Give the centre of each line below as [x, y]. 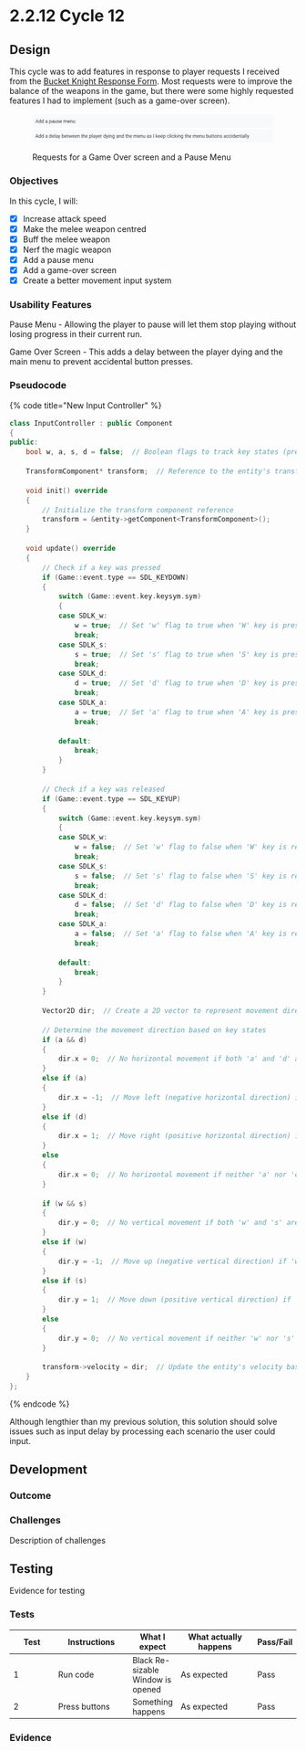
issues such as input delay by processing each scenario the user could [143, 1431]
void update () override [71, 549]
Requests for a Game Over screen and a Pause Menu [132, 157]
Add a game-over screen [69, 269]
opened [147, 1689]
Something [152, 1702]
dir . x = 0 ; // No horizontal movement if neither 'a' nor [172, 1175]
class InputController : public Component [91, 423]
